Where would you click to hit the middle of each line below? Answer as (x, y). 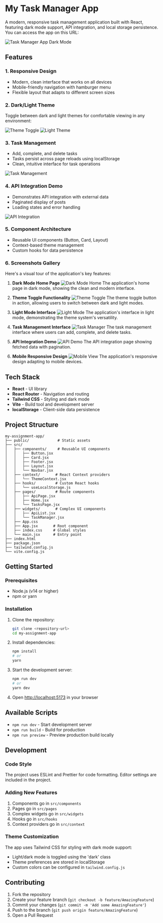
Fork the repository (31, 894)
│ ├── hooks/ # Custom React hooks (52, 483)
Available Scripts (31, 713)
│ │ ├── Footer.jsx (29, 462)
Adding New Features (31, 792)
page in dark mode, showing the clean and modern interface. (74, 288)
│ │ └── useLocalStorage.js (38, 487)
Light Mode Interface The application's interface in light (83, 312)
